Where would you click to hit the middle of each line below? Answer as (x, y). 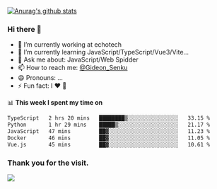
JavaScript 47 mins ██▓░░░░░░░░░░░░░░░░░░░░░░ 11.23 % (109, 132)
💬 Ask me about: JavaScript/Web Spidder (78, 59)
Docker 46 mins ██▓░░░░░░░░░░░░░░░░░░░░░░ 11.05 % (109, 138)
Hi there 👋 (25, 29)
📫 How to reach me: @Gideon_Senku (72, 68)
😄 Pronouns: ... (40, 78)
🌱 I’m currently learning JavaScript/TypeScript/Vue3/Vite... (103, 52)
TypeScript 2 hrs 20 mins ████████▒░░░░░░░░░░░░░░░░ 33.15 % (109, 118)
